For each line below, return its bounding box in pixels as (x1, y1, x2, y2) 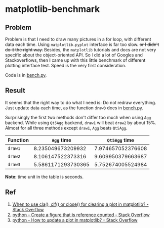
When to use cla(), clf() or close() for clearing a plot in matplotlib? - (12, 201, 149, 207)
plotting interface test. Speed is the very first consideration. (5, 63, 126, 68)
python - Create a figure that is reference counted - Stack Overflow (12, 212, 150, 218)
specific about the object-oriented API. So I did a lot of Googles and (5, 52, 143, 58)
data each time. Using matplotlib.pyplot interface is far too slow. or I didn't (5, 42, 160, 47)
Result (5, 87, 26, 95)
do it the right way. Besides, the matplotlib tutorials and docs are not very (5, 47, 157, 52)
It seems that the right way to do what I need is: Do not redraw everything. (5, 99, 157, 105)
